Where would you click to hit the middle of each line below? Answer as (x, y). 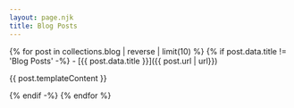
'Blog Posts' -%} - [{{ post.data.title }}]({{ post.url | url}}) (113, 61)
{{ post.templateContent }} (58, 78)
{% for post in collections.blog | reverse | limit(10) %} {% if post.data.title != (148, 51)
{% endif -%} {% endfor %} (60, 96)
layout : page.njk (42, 17)
